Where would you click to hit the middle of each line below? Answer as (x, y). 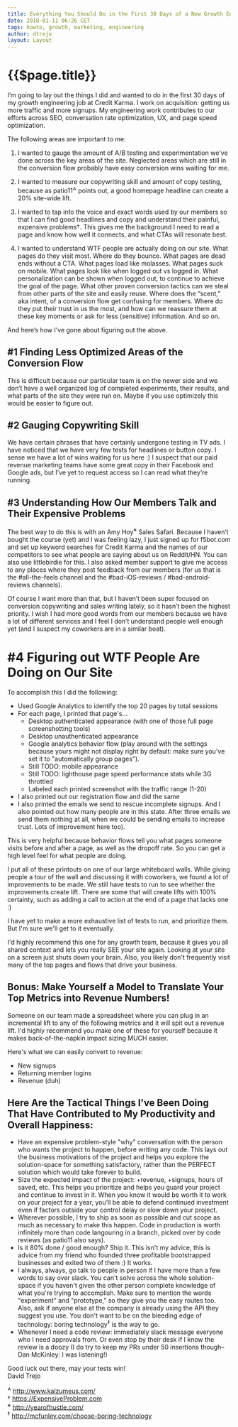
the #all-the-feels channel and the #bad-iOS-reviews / (87, 577)
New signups (37, 1065)
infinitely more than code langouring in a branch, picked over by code (119, 1232)
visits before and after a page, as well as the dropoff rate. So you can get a (116, 848)
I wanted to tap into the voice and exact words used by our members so (123, 212)
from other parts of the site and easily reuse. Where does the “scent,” (119, 293)
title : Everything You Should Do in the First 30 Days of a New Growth (115, 14)
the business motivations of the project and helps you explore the (113, 1157)
